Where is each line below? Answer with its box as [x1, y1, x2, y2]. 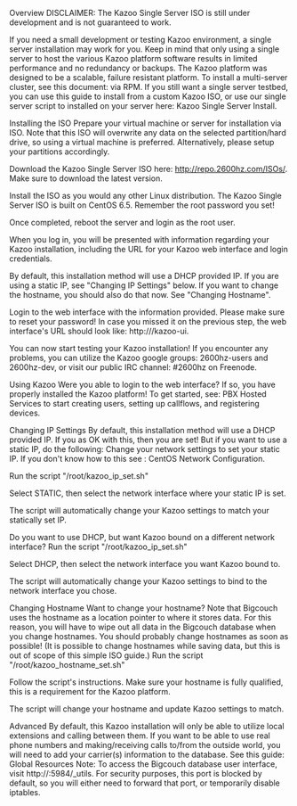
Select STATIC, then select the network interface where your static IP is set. [9, 488, 286, 498]
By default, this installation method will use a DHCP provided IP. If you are [9, 271, 279, 281]
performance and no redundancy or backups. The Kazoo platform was [9, 62, 268, 73]
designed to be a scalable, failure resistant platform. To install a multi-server [9, 72, 288, 83]
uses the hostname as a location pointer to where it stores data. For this [9, 613, 272, 622]
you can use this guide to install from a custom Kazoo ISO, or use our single [9, 91, 286, 102]
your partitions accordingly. [9, 146, 110, 157]
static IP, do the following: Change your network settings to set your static [9, 444, 280, 454]
